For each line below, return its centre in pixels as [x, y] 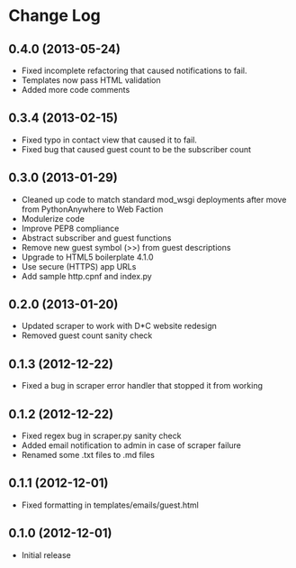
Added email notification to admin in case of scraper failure [131, 445]
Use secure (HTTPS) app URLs [79, 266]
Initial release [46, 554]
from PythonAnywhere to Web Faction [92, 209]
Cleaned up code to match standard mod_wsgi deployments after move [154, 199]
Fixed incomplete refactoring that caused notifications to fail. [135, 70]
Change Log [54, 16]
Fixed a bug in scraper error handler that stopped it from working [142, 386]
